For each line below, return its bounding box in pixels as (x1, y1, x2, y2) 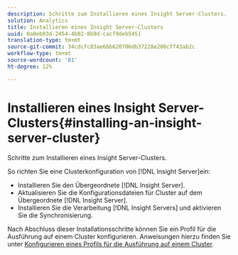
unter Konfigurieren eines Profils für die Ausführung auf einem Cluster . (7, 239, 215, 248)
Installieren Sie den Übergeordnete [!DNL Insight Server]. (17, 181, 185, 189)
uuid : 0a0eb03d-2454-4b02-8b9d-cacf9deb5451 (7, 30, 141, 38)
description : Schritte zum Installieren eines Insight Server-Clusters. (7, 10, 227, 18)
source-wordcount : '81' (7, 57, 78, 64)
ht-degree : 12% (7, 63, 53, 70)
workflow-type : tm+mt (7, 50, 72, 57)
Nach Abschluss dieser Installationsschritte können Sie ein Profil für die (7, 225, 217, 233)
